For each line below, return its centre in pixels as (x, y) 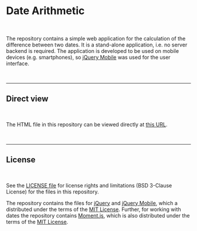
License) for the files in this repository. (52, 192)
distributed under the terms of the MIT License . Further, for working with (94, 209)
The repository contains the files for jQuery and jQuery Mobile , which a (92, 203)
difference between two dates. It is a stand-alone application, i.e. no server (97, 45)
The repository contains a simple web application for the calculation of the (96, 38)
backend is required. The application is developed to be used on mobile (93, 51)
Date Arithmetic (45, 11)
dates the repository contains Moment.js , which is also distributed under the (98, 215)
